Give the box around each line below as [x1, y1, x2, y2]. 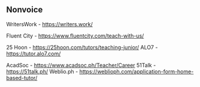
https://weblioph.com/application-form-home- [79, 68, 194, 75]
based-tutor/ [6, 74, 38, 81]
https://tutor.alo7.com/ [6, 50, 61, 57]
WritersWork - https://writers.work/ [6, 20, 93, 27]
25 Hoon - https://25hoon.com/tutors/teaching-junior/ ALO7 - [6, 44, 158, 51]
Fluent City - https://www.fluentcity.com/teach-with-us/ [6, 32, 144, 39]
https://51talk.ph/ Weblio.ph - [6, 68, 78, 75]
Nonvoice [6, 5, 43, 15]
